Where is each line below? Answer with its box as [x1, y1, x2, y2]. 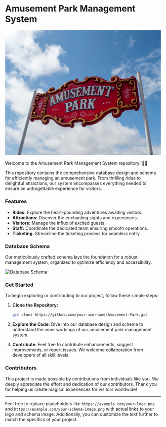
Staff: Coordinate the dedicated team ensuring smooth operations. [12, 225, 148, 231]
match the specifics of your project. [5, 416, 78, 422]
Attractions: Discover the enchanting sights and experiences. [12, 214, 138, 221]
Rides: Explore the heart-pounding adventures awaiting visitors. [12, 209, 143, 215]
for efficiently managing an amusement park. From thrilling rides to [5, 175, 141, 181]
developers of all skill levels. [12, 352, 70, 358]
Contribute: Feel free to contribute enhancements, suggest [12, 342, 133, 348]
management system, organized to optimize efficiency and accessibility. [5, 259, 152, 265]
